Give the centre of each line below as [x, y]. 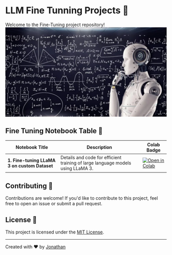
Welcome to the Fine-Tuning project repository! [55, 25]
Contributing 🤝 [29, 186]
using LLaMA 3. [77, 168]
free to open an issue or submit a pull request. [54, 204]
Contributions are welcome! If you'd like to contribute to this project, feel [82, 198]
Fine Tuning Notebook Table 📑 [54, 131]
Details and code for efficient [91, 158]
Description [100, 147]
